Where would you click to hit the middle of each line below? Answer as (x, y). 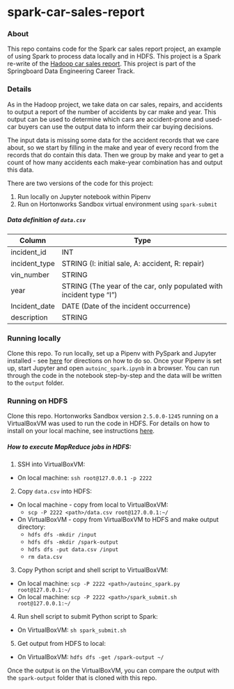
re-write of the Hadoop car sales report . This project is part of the (102, 64)
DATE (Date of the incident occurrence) (126, 306)
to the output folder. (36, 383)
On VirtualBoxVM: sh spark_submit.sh (72, 630)
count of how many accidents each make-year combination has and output (115, 162)
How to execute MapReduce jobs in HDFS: (69, 447)
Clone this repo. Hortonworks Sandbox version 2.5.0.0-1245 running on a (113, 416)
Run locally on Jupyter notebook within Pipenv (84, 196)
